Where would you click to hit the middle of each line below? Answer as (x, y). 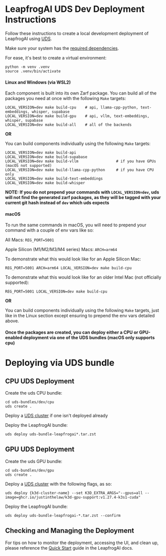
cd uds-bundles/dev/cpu (30, 402)
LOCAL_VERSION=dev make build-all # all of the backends (69, 125)
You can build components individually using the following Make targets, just (82, 310)
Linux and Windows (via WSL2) (38, 82)
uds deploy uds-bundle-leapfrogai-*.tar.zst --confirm (63, 515)
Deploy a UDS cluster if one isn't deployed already (56, 415)
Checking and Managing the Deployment (70, 531)
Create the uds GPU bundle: (34, 461)
